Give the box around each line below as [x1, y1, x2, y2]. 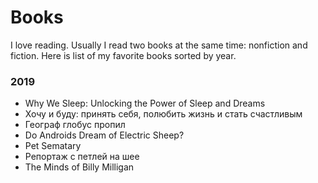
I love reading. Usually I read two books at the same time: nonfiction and [10, 39, 308, 51]
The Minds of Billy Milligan [24, 161, 135, 173]
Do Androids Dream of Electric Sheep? [24, 129, 185, 141]
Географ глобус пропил [24, 119, 126, 131]
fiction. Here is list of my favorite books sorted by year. [10, 49, 237, 61]
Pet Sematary [24, 140, 82, 152]
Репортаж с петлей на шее [24, 151, 140, 163]
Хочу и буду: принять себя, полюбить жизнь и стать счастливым [24, 108, 303, 120]
